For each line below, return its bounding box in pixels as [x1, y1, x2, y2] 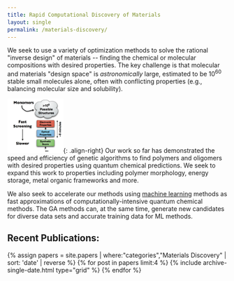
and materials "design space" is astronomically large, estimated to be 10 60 [7, 69, 222, 78]
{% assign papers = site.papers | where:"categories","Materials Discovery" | [7, 251, 227, 259]
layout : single [7, 18, 52, 26]
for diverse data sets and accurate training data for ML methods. [7, 212, 193, 220]
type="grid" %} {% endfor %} [55, 266, 142, 274]
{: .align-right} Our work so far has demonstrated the [63, 146, 215, 154]
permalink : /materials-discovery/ [7, 26, 108, 33]
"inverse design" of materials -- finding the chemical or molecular [7, 53, 197, 62]
